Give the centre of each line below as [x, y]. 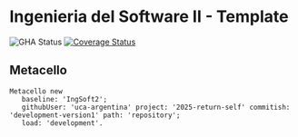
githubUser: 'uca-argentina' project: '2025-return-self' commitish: [156, 107]
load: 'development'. [62, 123]
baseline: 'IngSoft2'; [64, 99]
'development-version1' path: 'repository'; [95, 115]
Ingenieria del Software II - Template [149, 17]
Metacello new [36, 91]
